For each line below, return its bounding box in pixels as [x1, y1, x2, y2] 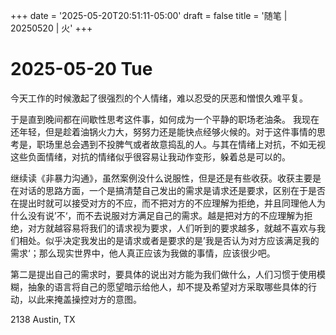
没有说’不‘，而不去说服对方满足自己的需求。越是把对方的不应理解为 [27, 209, 305, 221]
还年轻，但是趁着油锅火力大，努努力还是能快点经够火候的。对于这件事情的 [10, 125, 317, 138]
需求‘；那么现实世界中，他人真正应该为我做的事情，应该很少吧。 [10, 247, 276, 259]
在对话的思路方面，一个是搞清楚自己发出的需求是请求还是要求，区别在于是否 [10, 184, 326, 196]
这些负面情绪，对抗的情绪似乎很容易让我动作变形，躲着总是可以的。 [10, 150, 291, 163]
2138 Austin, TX [10, 313, 76, 325]
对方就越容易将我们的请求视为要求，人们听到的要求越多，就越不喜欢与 [27, 222, 317, 234]
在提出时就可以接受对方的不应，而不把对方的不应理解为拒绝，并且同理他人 [10, 197, 317, 209]
